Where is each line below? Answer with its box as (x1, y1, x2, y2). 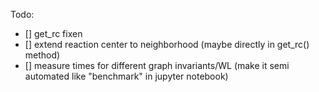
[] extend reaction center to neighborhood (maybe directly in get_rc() (24, 39, 310, 50)
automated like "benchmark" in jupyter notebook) (24, 70, 229, 82)
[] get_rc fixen (24, 28, 83, 39)
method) (24, 49, 61, 61)
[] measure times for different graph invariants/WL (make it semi (24, 60, 290, 71)
